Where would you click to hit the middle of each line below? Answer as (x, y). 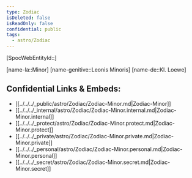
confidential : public (34, 29)
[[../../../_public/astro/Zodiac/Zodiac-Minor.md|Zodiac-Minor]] (93, 103)
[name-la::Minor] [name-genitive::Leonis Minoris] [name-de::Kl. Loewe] (96, 70)
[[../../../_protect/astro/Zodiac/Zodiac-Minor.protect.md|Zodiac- (95, 123)
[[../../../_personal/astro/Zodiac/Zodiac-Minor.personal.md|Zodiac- (99, 149)
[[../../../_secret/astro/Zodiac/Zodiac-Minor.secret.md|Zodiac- (93, 162)
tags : (13, 35)
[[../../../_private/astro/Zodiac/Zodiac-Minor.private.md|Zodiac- (94, 136)
